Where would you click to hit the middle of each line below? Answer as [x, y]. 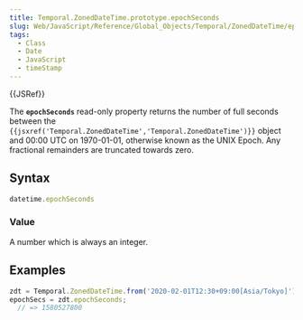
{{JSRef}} [27, 94]
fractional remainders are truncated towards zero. [101, 149]
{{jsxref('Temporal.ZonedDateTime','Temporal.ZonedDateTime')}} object [145, 130]
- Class [32, 43]
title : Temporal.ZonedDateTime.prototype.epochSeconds [115, 18]
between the [33, 121]
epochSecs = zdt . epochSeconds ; [68, 299]
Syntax [30, 179]
